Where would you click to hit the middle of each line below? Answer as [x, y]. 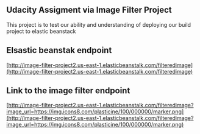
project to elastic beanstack [41, 31]
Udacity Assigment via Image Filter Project [89, 10]
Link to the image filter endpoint [68, 91]
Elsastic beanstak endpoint [59, 50]
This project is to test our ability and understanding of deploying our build [98, 24]
